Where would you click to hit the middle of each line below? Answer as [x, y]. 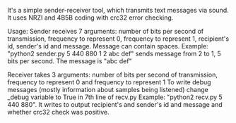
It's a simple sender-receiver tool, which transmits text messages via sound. [118, 10]
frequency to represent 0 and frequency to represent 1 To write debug [109, 82]
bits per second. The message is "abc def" [70, 61]
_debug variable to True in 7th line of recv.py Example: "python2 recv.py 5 [115, 97]
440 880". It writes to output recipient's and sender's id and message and [115, 104]
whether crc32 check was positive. [58, 112]
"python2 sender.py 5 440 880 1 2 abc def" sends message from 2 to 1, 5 [114, 53]
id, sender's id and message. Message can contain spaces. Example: [108, 46]
